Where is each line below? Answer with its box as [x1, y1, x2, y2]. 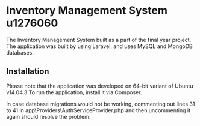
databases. [6, 49, 34, 56]
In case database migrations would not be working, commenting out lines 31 [6, 100, 195, 107]
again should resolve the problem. [6, 113, 91, 120]
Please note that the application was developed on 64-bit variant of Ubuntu [6, 82, 193, 89]
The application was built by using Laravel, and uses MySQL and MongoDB [6, 43, 193, 50]
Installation [6, 67, 49, 77]
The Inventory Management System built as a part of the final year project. [6, 36, 192, 43]
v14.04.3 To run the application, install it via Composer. [6, 88, 142, 96]
